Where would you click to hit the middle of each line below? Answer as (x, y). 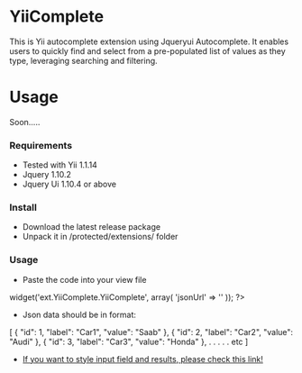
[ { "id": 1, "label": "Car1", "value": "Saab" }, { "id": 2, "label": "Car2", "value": (151, 332)
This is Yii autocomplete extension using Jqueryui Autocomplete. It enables (149, 41)
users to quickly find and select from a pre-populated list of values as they (147, 50)
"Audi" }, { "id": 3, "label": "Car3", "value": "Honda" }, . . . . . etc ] (129, 341)
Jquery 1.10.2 (47, 175)
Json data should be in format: (79, 314)
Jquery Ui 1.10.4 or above (69, 184)
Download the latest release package (91, 227)
